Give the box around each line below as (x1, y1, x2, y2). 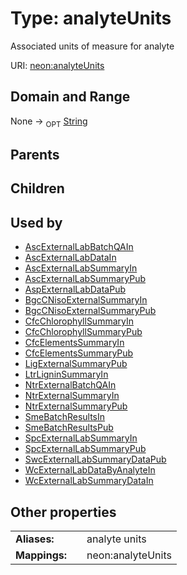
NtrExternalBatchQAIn (24, 379, 117, 391)
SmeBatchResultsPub (24, 422, 114, 434)
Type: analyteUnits (10, 7, 172, 30)
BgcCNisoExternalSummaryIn (24, 294, 148, 306)
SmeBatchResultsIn (24, 411, 106, 423)
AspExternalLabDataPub (24, 283, 126, 296)
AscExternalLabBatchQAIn (24, 241, 134, 253)
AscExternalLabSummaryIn (24, 262, 138, 274)
